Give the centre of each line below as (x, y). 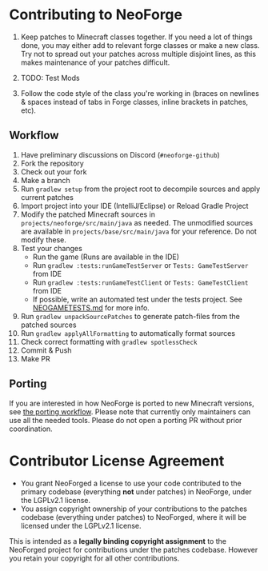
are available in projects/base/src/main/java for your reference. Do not (138, 231)
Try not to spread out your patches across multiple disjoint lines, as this (138, 54)
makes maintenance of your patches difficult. (95, 62)
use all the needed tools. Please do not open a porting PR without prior (126, 420)
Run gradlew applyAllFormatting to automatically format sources (128, 333)
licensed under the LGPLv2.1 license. (81, 525)
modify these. (44, 240)
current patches (47, 197)
